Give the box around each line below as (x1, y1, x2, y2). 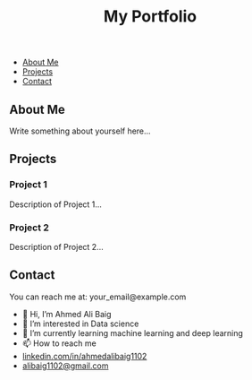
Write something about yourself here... (9, 125, 151, 136)
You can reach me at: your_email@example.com (9, 291, 187, 302)
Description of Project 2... (9, 241, 105, 252)
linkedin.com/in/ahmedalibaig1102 (21, 350, 147, 361)
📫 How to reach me (21, 338, 97, 349)
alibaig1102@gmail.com (21, 360, 109, 371)
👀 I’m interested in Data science (21, 318, 139, 329)
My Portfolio (103, 6, 197, 27)
